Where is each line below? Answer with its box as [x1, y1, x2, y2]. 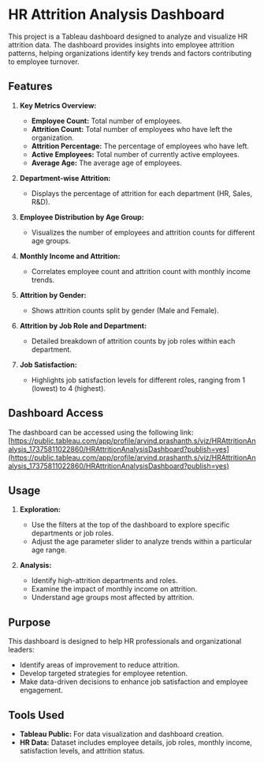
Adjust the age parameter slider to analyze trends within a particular [31, 537, 252, 547]
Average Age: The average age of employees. [31, 158, 183, 167]
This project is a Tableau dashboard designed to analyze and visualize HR [8, 32, 248, 41]
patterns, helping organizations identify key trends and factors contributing [8, 48, 252, 58]
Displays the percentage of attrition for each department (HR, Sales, [31, 188, 253, 198]
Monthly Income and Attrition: [19, 251, 121, 261]
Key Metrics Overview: [19, 100, 97, 110]
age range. [31, 545, 67, 554]
